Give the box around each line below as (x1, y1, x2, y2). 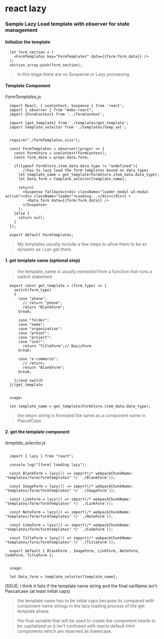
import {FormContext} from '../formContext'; (9, 112, 105, 117)
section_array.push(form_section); (9, 63, 83, 68)
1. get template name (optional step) (5, 257, 80, 263)
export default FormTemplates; (9, 232, 74, 237)
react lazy (5, 3, 47, 14)
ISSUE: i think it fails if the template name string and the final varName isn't (5, 583, 157, 589)
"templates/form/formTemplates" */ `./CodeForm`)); (5, 527, 113, 532)
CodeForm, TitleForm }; (5, 552, 54, 558)
